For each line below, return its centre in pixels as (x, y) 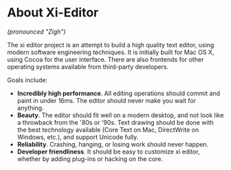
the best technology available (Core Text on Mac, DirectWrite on (108, 130)
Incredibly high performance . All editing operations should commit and (119, 93)
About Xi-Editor (53, 13)
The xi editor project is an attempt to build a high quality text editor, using (111, 45)
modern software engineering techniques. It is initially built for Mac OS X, (111, 52)
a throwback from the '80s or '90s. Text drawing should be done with (115, 122)
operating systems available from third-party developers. (88, 66)
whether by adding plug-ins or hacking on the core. (90, 158)
